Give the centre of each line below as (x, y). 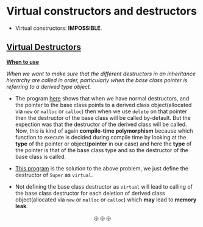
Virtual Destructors (44, 47)
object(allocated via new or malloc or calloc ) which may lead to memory (106, 200)
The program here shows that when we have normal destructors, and (102, 98)
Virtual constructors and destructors (101, 11)
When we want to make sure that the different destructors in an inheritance (101, 74)
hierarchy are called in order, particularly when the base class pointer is (97, 80)
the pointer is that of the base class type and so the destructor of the (102, 150)
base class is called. (41, 156)
